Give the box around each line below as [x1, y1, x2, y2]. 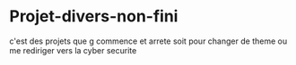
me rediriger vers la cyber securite [9, 45, 137, 55]
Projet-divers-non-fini [9, 6, 178, 27]
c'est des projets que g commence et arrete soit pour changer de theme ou [9, 36, 288, 46]
